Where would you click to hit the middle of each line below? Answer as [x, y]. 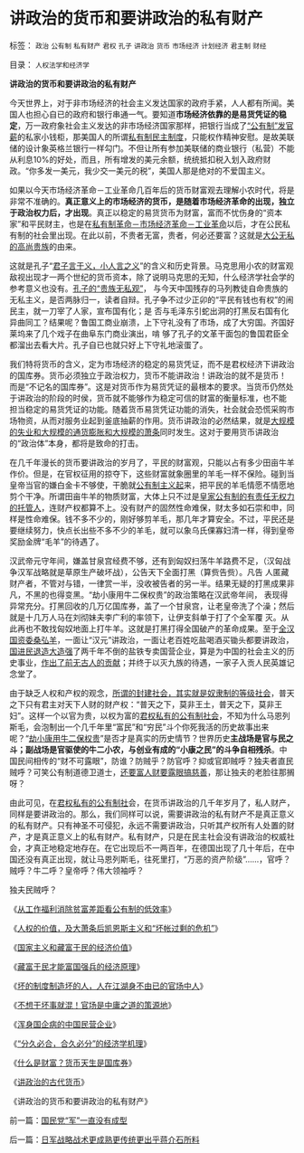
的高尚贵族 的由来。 [45, 246]
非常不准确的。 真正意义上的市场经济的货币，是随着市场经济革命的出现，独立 [152, 201]
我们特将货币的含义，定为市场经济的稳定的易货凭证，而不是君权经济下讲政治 [152, 364]
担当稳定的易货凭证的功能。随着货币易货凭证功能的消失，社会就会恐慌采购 [148, 409]
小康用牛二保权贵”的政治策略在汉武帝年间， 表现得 [194, 594]
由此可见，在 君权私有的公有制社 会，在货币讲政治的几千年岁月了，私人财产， [152, 802]
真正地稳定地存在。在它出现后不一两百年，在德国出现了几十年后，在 [160, 847]
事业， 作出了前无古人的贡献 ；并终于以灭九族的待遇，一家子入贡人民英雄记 [156, 662]
